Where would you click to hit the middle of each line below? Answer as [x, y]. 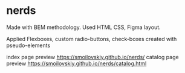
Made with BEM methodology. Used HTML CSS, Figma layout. [84, 27]
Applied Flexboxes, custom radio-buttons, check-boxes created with [92, 39]
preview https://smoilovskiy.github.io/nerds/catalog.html [76, 63]
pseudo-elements [28, 45]
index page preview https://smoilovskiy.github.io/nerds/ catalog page [93, 57]
